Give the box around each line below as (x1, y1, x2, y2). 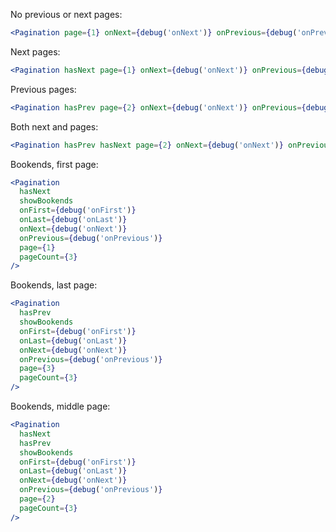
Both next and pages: (10, 120, 99, 133)
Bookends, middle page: (10, 400, 111, 412)
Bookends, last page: (10, 279, 98, 291)
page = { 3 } (19, 364, 56, 374)
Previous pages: (10, 83, 77, 95)
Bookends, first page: (10, 158, 99, 170)
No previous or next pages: (10, 9, 123, 20)
